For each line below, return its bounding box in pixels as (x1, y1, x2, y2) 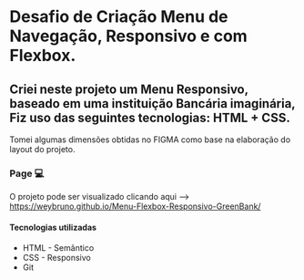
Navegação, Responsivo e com (9, 26, 248, 47)
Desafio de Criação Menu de (9, 6, 229, 27)
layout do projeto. (9, 144, 76, 154)
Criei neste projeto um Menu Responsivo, (9, 81, 248, 97)
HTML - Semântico (22, 242, 95, 253)
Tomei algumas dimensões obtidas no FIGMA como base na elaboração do (9, 134, 291, 145)
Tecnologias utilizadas (9, 222, 97, 233)
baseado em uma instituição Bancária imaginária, (9, 96, 296, 111)
